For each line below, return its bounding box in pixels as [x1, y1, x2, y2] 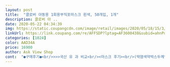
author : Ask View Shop [5, 49, 53, 54]
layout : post [5, 7, 33, 13]
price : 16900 [5, 45, 33, 50]
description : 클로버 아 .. [5, 17, 58, 22]
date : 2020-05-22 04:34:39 [5, 21, 62, 27]
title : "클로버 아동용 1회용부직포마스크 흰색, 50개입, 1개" [5, 12, 119, 17]
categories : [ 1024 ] [5, 36, 47, 41]
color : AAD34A [5, 40, 35, 45]
